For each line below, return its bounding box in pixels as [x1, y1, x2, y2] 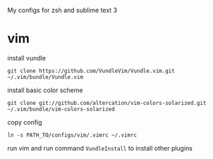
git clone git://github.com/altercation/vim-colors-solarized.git [7, 99, 207, 106]
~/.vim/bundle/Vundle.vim [7, 73, 83, 80]
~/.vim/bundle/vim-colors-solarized [7, 106, 115, 113]
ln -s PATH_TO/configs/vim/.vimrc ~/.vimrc [7, 132, 138, 139]
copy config [7, 117, 42, 126]
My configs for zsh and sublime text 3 [7, 6, 118, 14]
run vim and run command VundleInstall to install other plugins [7, 144, 193, 152]
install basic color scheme [7, 86, 83, 94]
